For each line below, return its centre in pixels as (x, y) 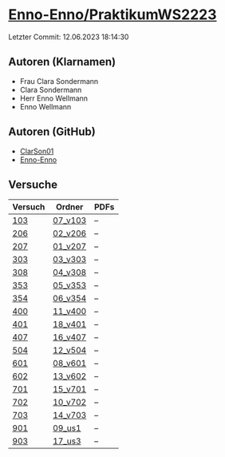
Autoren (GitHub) (52, 132)
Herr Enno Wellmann (54, 98)
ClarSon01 (37, 151)
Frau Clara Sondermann (59, 81)
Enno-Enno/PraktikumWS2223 (112, 15)
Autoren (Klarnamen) (62, 62)
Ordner (69, 207)
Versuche (33, 184)
